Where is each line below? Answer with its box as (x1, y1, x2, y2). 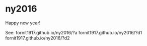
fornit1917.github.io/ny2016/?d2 (5, 35, 70, 41)
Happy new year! (5, 20, 41, 26)
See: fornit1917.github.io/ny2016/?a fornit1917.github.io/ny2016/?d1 (5, 29, 142, 35)
